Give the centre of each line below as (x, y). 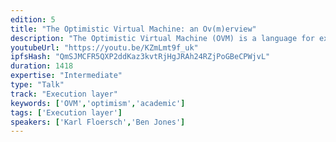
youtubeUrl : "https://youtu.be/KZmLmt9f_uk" (104, 47)
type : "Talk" (37, 85)
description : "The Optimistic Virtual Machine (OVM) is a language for (162, 38)
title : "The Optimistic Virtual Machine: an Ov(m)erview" (133, 29)
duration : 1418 (42, 66)
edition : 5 (33, 19)
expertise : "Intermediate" (66, 76)
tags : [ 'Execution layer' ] (66, 112)
